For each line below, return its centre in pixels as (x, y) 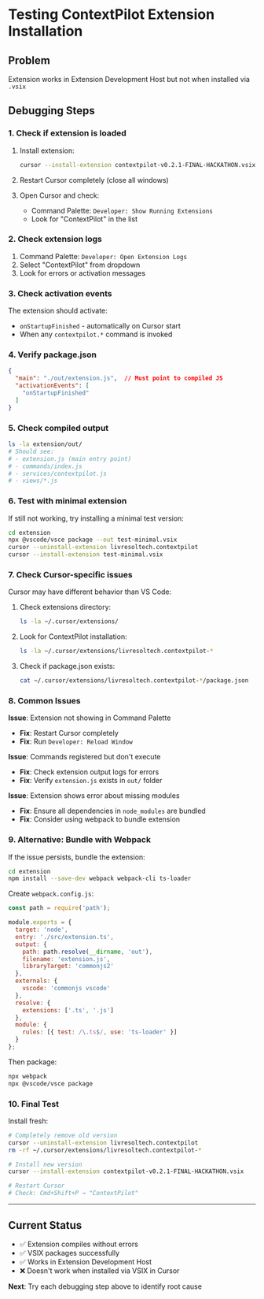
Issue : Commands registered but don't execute (84, 757)
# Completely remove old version (63, 1135)
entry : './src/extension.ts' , (64, 937)
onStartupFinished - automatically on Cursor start (100, 326)
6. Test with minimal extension (68, 501)
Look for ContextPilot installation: (73, 637)
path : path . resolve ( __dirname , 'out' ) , (88, 952)
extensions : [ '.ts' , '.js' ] (68, 1010)
